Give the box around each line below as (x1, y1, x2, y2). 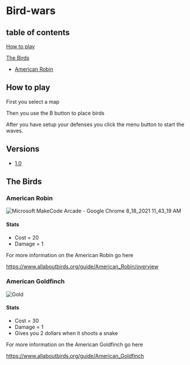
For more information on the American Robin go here (6, 251, 134, 258)
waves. (6, 127, 23, 134)
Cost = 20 (14, 234, 39, 241)
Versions (6, 144, 40, 154)
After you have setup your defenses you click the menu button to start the (6, 121, 185, 128)
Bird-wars (6, 4, 56, 18)
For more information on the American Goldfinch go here (6, 341, 144, 348)
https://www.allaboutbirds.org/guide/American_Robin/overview (6, 262, 159, 270)
